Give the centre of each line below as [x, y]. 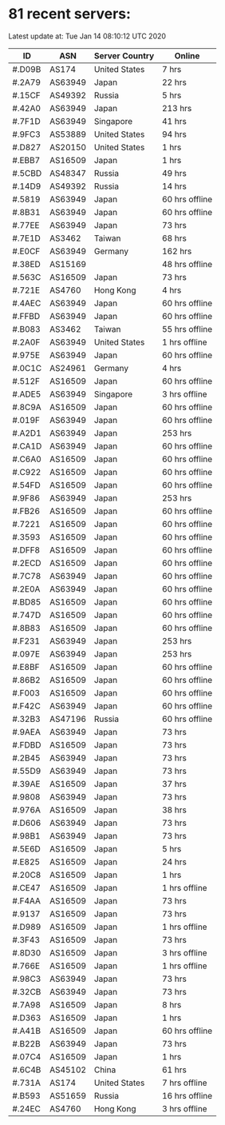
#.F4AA [27, 900]
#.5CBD [27, 173]
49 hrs [175, 173]
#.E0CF [26, 251]
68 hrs [175, 238]
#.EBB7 [26, 160]
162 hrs [177, 251]
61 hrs [175, 1070]
